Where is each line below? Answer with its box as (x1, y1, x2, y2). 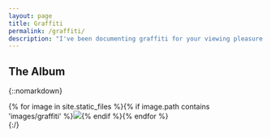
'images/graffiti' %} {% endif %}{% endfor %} (8, 111, 169, 122)
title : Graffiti (8, 19, 63, 28)
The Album (8, 64, 66, 78)
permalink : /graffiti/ (8, 27, 85, 35)
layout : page (8, 11, 53, 20)
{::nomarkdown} (8, 86, 63, 96)
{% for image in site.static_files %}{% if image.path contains (8, 102, 210, 112)
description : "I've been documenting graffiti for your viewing (8, 34, 230, 43)
